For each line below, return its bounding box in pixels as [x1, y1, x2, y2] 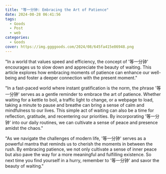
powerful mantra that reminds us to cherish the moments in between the [5, 141, 153, 147]
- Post [9, 26, 23, 31]
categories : [5, 35, 30, 40]
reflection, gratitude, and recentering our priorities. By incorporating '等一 [5, 113, 155, 119]
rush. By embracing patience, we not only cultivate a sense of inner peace [5, 146, 157, 152]
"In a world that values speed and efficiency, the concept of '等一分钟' [5, 58, 149, 65]
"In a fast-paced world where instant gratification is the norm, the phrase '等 [5, 85, 161, 91]
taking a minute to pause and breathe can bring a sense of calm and [5, 102, 145, 108]
